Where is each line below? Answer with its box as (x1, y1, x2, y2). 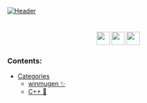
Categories (17, 72, 50, 80)
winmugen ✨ (27, 80, 65, 88)
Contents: (7, 56, 42, 66)
